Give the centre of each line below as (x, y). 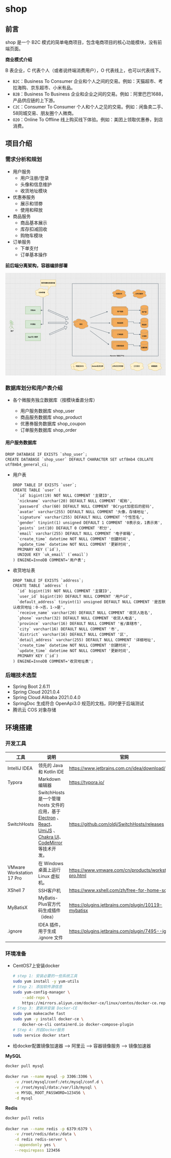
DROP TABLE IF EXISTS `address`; (48, 581)
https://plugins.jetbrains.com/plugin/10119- (116, 905)
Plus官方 (47, 904)
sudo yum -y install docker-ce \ (48, 1019)
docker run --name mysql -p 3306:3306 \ (49, 1077)
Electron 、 (50, 818)
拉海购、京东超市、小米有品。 (44, 88)
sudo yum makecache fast (39, 1014)
